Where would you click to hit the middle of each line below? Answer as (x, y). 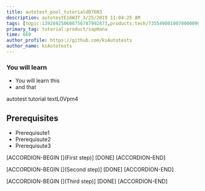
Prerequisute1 (32, 132)
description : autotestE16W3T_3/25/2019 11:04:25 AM (73, 18)
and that (26, 87)
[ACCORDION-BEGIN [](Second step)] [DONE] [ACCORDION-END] (90, 169)
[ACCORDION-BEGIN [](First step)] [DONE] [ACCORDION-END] (86, 157)
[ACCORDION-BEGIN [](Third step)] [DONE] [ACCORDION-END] (87, 181)
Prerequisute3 (33, 146)
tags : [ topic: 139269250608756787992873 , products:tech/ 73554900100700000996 (105, 23)
